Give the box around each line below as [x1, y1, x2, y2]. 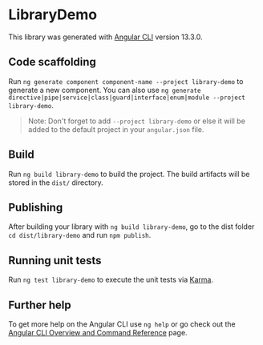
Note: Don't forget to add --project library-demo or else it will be [27, 116, 246, 126]
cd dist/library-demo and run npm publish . [8, 231, 152, 240]
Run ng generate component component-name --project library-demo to [8, 76, 244, 86]
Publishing [8, 200, 63, 214]
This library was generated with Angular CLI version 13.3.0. [8, 32, 203, 42]
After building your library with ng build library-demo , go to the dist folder [8, 222, 255, 231]
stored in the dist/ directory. [8, 178, 104, 187]
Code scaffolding [8, 55, 96, 69]
